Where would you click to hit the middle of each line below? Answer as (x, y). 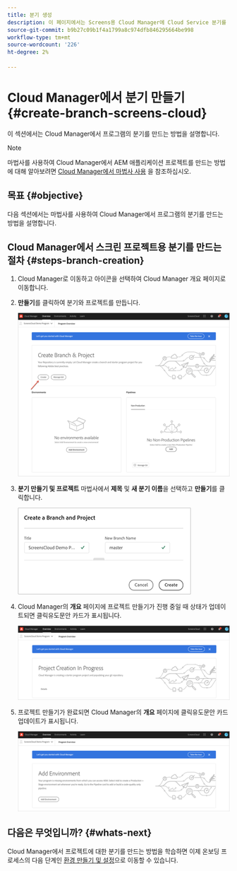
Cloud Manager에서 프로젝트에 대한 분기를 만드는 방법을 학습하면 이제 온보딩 (114, 851)
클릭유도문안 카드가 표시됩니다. (79, 616)
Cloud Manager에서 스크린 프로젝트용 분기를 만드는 (115, 247)
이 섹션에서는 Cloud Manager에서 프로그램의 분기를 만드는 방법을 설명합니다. (114, 134)
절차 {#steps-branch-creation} (76, 261)
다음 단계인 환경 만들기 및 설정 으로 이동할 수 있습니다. (105, 860)
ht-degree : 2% (28, 52)
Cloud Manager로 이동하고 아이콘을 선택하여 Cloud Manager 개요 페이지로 (122, 279)
